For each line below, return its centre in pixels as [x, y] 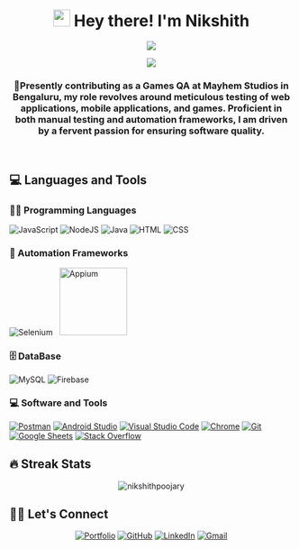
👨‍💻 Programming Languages [73, 210]
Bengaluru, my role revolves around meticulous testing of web [151, 96]
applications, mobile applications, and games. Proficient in [151, 108]
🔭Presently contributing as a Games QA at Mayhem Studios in [151, 86]
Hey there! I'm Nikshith [162, 21]
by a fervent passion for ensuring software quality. [151, 131]
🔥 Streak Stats [50, 464]
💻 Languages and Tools [78, 180]
